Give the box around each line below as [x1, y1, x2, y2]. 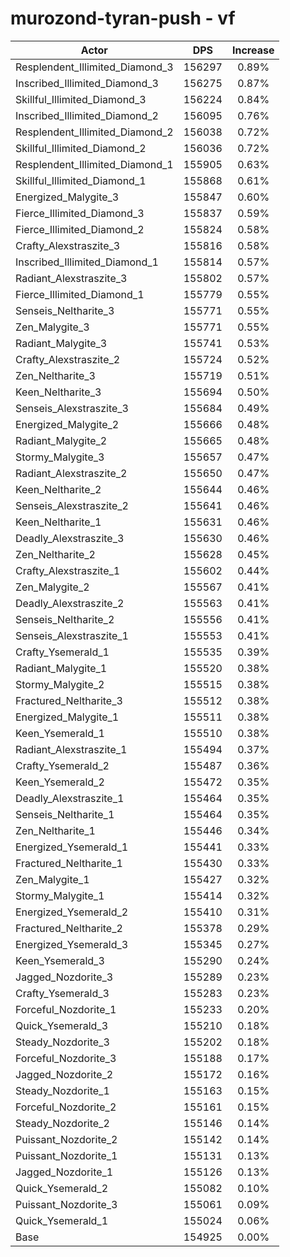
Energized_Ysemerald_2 [15, 905, 129, 919]
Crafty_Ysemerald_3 [15, 986, 110, 1000]
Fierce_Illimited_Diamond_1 [15, 287, 145, 301]
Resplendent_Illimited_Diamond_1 [15, 157, 174, 171]
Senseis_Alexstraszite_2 [15, 498, 129, 512]
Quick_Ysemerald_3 [15, 1018, 109, 1032]
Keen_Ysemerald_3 [15, 953, 105, 967]
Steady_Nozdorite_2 [15, 1116, 110, 1130]
